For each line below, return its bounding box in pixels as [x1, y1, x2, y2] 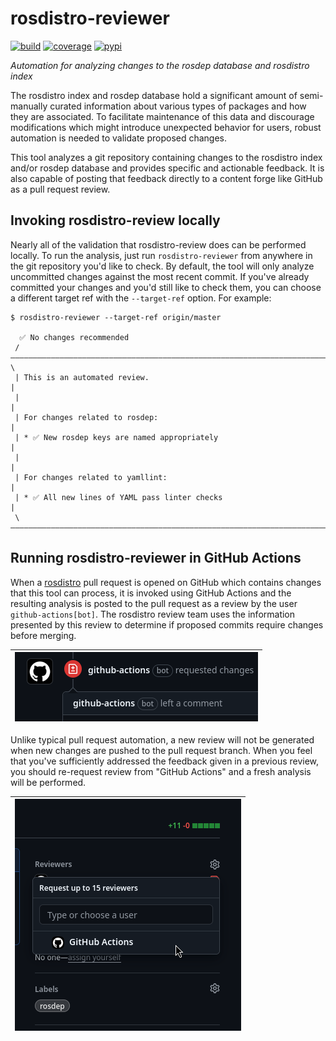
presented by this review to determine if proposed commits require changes [10, 618, 324, 631]
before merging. [10, 629, 77, 641]
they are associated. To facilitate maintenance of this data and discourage [10, 110, 315, 122]
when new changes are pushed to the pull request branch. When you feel [10, 744, 313, 756]
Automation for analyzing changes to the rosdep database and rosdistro [10, 59, 310, 71]
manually [10, 100, 48, 112]
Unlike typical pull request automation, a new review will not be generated [10, 733, 315, 746]
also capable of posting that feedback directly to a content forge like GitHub [10, 172, 323, 184]
